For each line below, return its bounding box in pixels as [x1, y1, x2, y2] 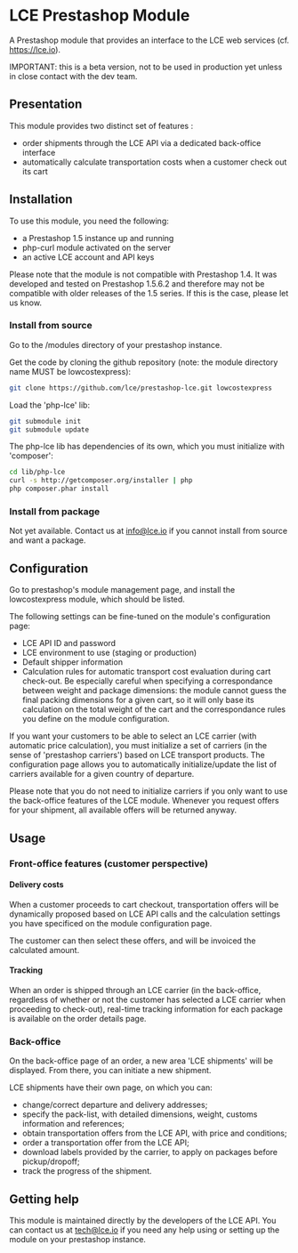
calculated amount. [9, 944, 80, 955]
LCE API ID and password [21, 638, 117, 649]
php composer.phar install [9, 484, 109, 494]
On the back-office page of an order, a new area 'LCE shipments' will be [9, 1055, 274, 1066]
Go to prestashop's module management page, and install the [9, 585, 236, 595]
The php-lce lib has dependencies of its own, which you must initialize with [9, 441, 285, 452]
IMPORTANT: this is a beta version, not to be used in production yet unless [9, 61, 283, 72]
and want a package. [9, 535, 86, 546]
